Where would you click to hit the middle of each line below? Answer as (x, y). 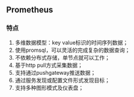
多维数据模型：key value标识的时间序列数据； (72, 42)
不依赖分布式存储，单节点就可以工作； (62, 57)
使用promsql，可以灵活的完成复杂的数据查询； (72, 50)
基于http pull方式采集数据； (49, 65)
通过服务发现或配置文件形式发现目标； (62, 80)
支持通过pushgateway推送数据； (55, 72)
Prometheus (30, 10)
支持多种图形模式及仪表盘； (49, 87)
